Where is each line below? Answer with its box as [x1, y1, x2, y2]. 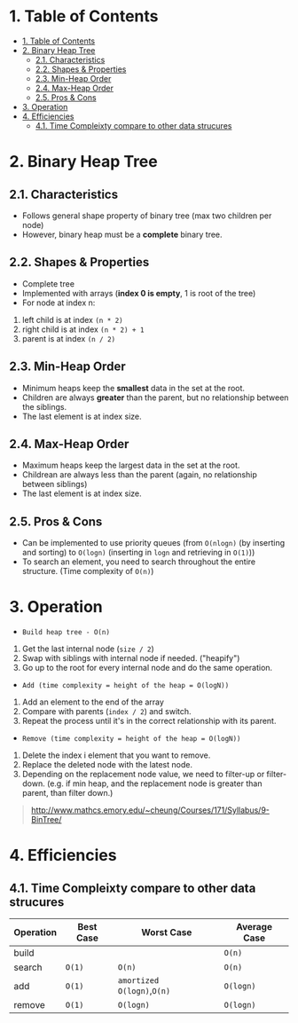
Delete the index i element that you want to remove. [21, 750, 211, 760]
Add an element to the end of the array [21, 696, 164, 707]
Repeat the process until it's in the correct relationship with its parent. [21, 716, 277, 727]
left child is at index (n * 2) [21, 314, 124, 325]
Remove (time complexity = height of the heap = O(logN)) [21, 735, 241, 744]
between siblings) [21, 479, 88, 490]
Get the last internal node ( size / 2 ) [21, 643, 155, 654]
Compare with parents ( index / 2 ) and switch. [21, 706, 192, 717]
